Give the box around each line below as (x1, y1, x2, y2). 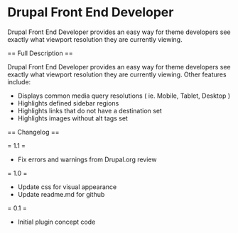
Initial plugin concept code (17, 217, 96, 226)
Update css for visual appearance (17, 182, 117, 191)
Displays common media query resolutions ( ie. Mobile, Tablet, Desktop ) (17, 91, 231, 100)
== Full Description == (7, 49, 73, 57)
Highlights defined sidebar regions (17, 98, 119, 107)
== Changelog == (7, 127, 60, 136)
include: (7, 77, 31, 86)
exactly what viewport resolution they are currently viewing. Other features (7, 70, 227, 79)
